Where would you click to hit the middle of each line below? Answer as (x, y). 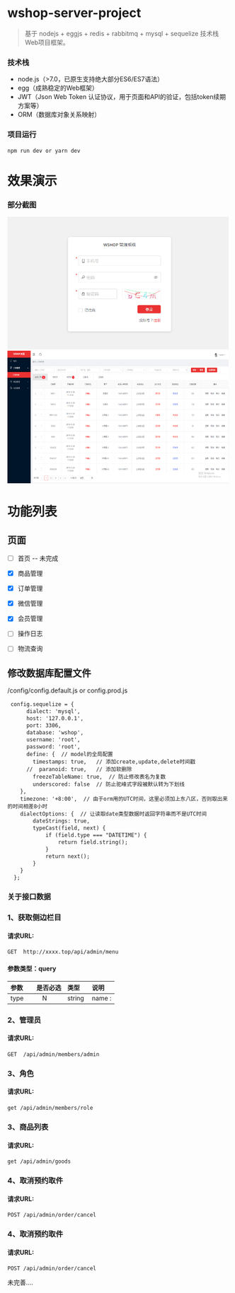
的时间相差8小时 (28, 807)
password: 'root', (53, 747)
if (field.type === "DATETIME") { (96, 835)
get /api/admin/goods (39, 1161)
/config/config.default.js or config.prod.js (68, 690)
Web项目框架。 (47, 42)
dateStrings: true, (62, 821)
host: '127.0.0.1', (55, 719)
